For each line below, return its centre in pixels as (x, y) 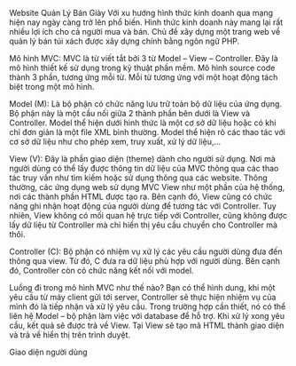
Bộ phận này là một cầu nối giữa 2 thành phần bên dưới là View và (130, 113)
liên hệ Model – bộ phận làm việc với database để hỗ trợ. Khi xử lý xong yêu (147, 316)
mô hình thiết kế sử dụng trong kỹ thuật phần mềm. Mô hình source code (142, 68)
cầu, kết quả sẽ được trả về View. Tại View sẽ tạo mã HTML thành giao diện (147, 325)
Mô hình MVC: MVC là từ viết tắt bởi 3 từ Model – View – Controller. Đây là (144, 58)
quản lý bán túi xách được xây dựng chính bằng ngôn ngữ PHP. (125, 41)
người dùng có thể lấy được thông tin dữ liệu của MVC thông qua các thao (144, 168)
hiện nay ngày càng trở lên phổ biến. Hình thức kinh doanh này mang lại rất (146, 22)
